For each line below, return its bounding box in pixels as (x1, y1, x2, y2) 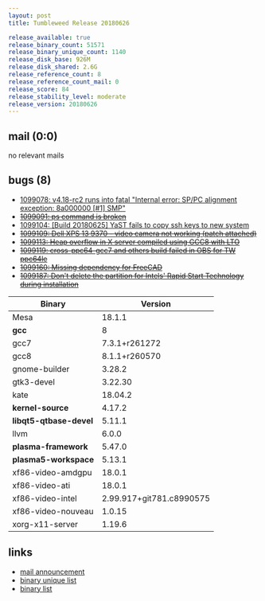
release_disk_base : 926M (8, 56, 91, 64)
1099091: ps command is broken (19, 212, 127, 221)
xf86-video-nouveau (12, 505, 94, 517)
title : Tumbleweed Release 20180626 (8, 19, 130, 27)
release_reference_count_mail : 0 (8, 77, 119, 86)
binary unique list (19, 575, 77, 585)
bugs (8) (8, 174, 52, 187)
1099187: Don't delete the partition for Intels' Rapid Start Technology (19, 271, 244, 280)
